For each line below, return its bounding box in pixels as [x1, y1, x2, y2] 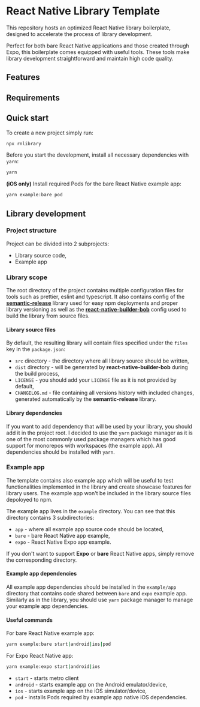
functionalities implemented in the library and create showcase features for [6, 483, 192, 490]
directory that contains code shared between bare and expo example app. [6, 590, 187, 597]
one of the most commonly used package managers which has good [6, 435, 176, 442]
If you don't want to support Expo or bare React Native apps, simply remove [6, 550, 195, 557]
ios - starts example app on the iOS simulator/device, [14, 687, 147, 694]
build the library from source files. [6, 312, 90, 319]
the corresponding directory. [6, 556, 77, 564]
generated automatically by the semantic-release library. [14, 396, 157, 403]
